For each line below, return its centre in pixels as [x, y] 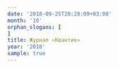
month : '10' [25, 21]
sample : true [26, 54]
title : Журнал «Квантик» [44, 40]
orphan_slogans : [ [34, 27]
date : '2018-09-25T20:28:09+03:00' [60, 14]
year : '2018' [26, 47]
